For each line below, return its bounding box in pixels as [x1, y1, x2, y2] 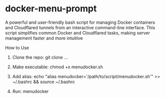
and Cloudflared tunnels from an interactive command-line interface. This [5, 24, 155, 30]
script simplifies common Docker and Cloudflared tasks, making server [5, 30, 150, 36]
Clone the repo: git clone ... [12, 54, 68, 60]
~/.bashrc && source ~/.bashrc [12, 79, 75, 85]
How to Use [5, 45, 29, 50]
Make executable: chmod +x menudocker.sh [12, 64, 103, 70]
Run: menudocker [12, 88, 49, 94]
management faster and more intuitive [5, 35, 83, 41]
